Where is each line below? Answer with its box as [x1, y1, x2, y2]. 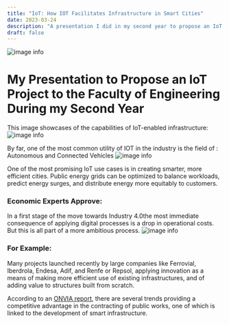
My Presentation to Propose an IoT [7, 72, 208, 88]
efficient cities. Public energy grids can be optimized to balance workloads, [7, 172, 220, 180]
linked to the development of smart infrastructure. [7, 309, 148, 317]
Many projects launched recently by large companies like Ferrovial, [7, 259, 197, 267]
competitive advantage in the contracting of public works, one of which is [7, 301, 215, 310]
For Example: [7, 244, 52, 253]
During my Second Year [7, 101, 145, 116]
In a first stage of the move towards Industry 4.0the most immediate [7, 212, 199, 220]
